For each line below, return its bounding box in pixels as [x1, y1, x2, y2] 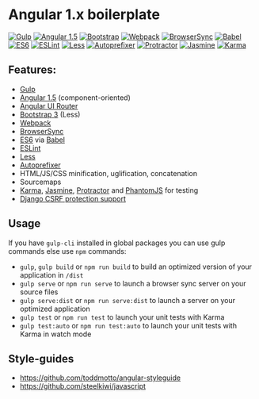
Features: [8, 63, 57, 77]
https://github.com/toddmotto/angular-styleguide [19, 373, 181, 382]
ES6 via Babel [19, 135, 66, 144]
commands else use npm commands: [8, 246, 127, 255]
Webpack [19, 117, 51, 128]
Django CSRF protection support [19, 194, 127, 203]
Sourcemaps [19, 177, 62, 186]
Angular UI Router [19, 101, 78, 110]
